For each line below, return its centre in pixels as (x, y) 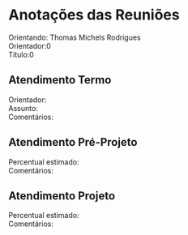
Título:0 (21, 54)
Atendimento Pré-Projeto (73, 142)
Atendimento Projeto (62, 196)
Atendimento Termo (60, 80)
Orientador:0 (30, 45)
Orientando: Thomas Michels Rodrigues (75, 37)
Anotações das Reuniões (94, 15)
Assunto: (23, 108)
